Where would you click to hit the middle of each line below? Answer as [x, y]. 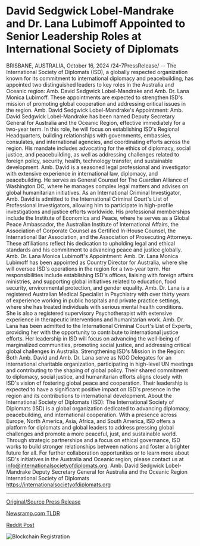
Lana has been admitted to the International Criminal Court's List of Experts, [99, 326]
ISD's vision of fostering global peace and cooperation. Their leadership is [97, 383]
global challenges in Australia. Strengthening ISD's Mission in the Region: [96, 351]
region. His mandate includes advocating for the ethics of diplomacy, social [99, 148]
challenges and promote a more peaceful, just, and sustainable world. [92, 434]
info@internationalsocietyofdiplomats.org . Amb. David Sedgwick [85, 465]
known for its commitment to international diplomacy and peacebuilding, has [100, 78]
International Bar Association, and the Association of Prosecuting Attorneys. [99, 237]
